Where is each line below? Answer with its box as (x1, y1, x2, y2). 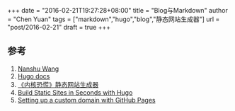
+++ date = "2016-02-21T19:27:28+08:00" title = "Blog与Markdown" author (7, 6, 228, 14)
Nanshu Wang (17, 64, 59, 73)
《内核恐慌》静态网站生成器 (17, 80, 99, 88)
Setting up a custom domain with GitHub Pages (17, 95, 156, 104)
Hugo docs (17, 71, 50, 80)
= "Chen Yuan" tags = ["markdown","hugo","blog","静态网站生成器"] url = (7, 15, 220, 23)
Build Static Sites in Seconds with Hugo (17, 88, 133, 97)
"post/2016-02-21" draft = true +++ (7, 23, 111, 31)
